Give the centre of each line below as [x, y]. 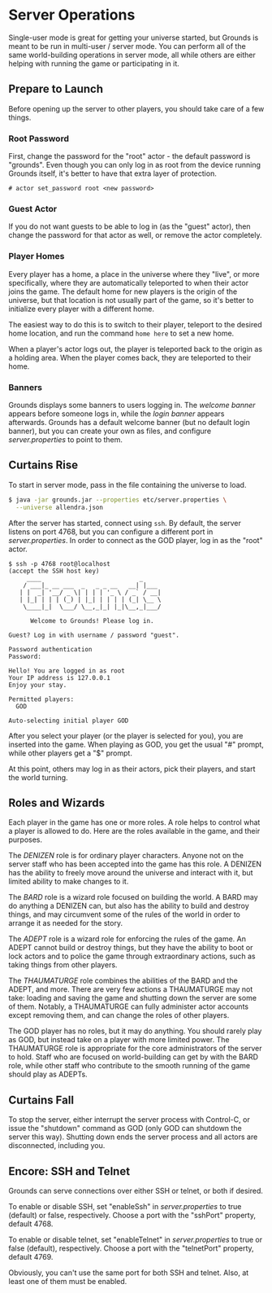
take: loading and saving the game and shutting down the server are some [133, 998]
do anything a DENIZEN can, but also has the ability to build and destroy [129, 906]
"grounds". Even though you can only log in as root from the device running [135, 165]
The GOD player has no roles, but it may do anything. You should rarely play [135, 1031]
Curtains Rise [43, 465]
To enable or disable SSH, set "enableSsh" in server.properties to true [125, 1206]
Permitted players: [41, 699]
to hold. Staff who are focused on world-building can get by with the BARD [133, 1057]
